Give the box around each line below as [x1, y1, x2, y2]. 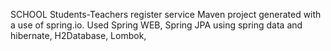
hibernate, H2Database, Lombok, [10, 30, 147, 41]
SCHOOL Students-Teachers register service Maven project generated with [10, 9, 322, 20]
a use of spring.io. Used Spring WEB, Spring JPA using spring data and [10, 19, 303, 31]
